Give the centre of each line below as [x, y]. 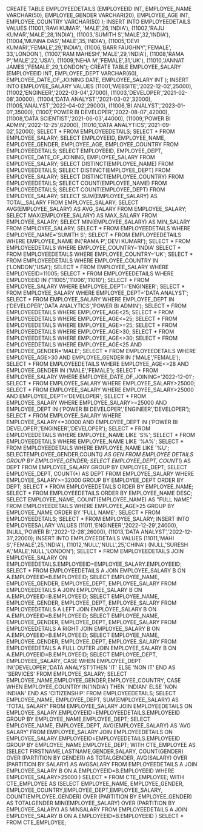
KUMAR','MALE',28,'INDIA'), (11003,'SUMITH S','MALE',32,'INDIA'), [88, 35]
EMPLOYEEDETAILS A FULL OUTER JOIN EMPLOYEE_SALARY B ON [92, 648]
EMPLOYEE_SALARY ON [37, 558]
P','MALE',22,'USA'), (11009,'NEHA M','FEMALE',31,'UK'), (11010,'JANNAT [95, 60]
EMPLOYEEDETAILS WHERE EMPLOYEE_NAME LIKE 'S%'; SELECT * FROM [101, 435]
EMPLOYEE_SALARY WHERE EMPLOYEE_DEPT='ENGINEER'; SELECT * [96, 286]
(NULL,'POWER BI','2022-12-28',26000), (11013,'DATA [73, 532]
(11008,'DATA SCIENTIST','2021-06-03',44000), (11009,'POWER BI [88, 119]
